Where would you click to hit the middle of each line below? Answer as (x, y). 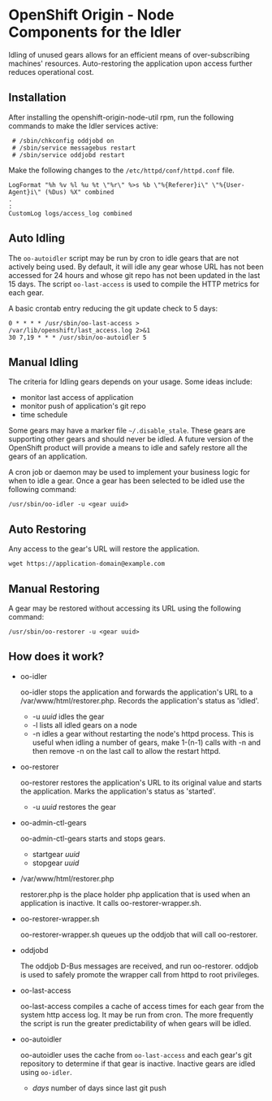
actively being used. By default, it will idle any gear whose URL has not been (136, 267)
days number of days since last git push (99, 1088)
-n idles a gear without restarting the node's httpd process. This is (143, 733)
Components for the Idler (95, 32)
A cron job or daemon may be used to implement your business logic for (129, 472)
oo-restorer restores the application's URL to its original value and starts (141, 782)
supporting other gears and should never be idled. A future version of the (131, 439)
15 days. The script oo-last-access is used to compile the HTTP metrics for (134, 284)
